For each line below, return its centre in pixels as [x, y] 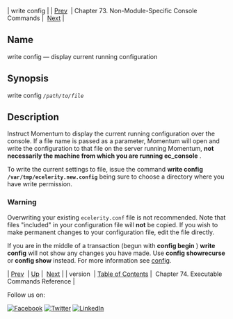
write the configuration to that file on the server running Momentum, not [111, 149]
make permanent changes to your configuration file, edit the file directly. [111, 232]
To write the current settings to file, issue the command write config [105, 170]
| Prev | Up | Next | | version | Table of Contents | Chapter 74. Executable [115, 274]
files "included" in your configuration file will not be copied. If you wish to [113, 224]
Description [33, 117]
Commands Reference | [41, 281]
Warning [22, 202]
